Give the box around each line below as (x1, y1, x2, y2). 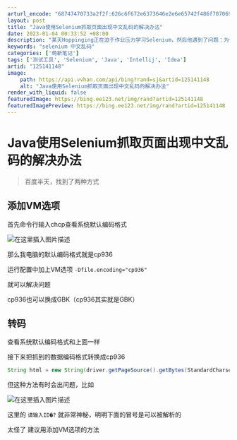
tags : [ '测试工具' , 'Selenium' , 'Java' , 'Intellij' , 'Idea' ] (7, 57, 187, 64)
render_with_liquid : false (7, 89, 87, 96)
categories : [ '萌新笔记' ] (7, 50, 80, 57)
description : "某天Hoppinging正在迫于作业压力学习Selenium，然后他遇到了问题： (7, 37, 224, 44)
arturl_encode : (7, 10, 52, 18)
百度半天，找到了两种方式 (24, 177, 99, 186)
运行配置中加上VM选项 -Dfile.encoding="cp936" (7, 265, 147, 273)
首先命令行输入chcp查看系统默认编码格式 (7, 220, 127, 228)
